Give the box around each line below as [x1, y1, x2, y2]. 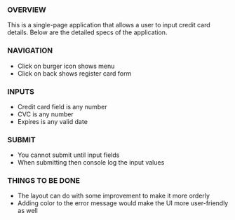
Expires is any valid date [17, 117, 88, 125]
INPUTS [7, 86, 35, 96]
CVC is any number [17, 110, 74, 118]
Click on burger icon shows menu [17, 62, 115, 70]
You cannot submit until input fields [17, 151, 120, 159]
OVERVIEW [7, 5, 47, 15]
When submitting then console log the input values [17, 158, 165, 167]
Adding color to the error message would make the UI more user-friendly [17, 199, 229, 207]
